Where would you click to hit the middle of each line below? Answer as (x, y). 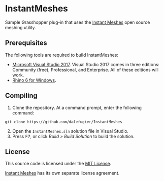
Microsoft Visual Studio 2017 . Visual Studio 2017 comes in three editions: (86, 64)
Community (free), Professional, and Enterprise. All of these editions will (85, 70)
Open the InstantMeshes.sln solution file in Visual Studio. (70, 131)
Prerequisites (26, 43)
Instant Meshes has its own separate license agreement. (62, 173)
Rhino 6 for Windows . (34, 80)
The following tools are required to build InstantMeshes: (62, 55)
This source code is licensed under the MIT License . (58, 164)
